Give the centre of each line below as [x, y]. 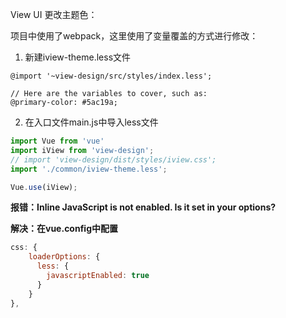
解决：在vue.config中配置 [64, 229]
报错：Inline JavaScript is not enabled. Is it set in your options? [143, 207]
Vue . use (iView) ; [44, 187]
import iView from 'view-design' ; [82, 150]
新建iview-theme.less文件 [78, 57]
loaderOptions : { [64, 257]
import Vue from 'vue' [57, 141]
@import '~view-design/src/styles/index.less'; [111, 76]
